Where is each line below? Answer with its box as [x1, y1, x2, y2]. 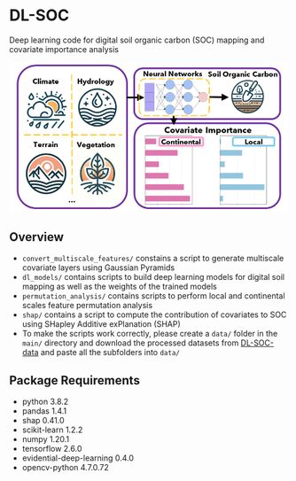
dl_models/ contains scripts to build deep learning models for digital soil [21, 272, 285, 283]
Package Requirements [9, 373, 140, 388]
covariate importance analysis [9, 43, 120, 54]
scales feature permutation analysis [21, 300, 153, 311]
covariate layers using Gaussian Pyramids [21, 262, 175, 273]
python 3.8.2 [21, 396, 69, 407]
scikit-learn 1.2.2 [21, 424, 83, 435]
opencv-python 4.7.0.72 [21, 462, 109, 472]
